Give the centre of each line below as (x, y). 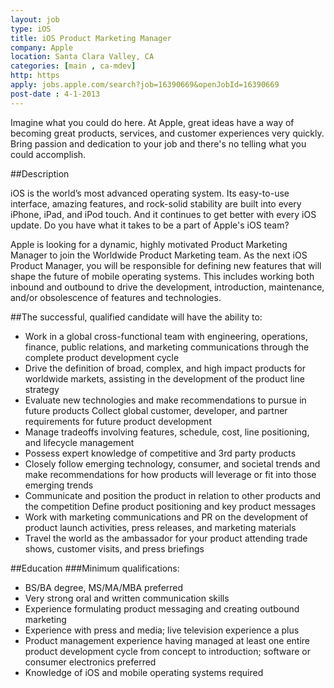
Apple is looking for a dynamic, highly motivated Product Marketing (149, 244)
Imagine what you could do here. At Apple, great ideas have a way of (152, 122)
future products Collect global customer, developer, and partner (156, 410)
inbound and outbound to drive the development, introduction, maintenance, (167, 287)
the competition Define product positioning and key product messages (170, 506)
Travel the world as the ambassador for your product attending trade (166, 538)
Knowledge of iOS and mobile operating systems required (144, 672)
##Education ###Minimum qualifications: (95, 568)
